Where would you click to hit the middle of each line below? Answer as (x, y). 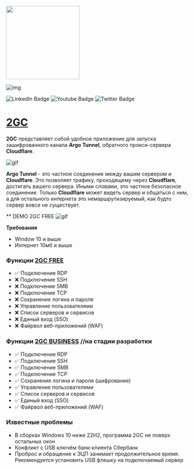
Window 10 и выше (38, 239)
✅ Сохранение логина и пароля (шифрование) (73, 381)
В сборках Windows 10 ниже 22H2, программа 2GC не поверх (92, 435)
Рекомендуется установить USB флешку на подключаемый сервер (99, 460)
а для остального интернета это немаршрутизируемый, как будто (89, 198)
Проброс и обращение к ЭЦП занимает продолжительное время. (97, 454)
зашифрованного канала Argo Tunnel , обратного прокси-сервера (89, 145)
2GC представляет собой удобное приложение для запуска (81, 138)
